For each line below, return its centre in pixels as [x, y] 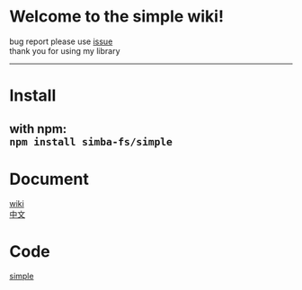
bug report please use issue [61, 41]
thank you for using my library [65, 50]
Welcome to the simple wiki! [117, 17]
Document [49, 179]
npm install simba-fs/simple [91, 141]
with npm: [38, 129]
